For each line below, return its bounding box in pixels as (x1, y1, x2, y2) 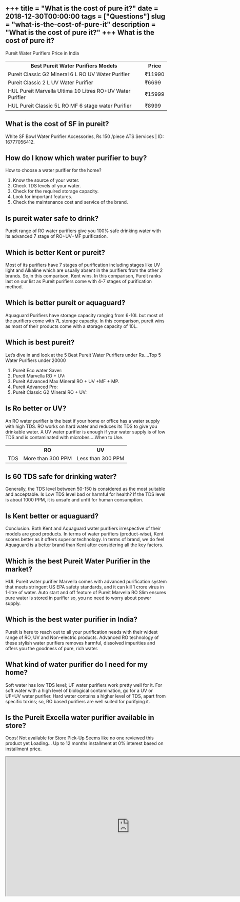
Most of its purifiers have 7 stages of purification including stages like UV (5, 262, 161, 268)
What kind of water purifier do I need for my (5, 660, 148, 669)
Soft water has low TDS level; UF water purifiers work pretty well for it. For (5, 682, 163, 688)
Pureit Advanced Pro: (12, 384, 58, 390)
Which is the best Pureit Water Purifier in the (5, 557, 151, 565)
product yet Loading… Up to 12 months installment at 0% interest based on (5, 740, 164, 747)
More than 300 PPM (23, 455, 72, 462)
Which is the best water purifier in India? (5, 615, 137, 624)
